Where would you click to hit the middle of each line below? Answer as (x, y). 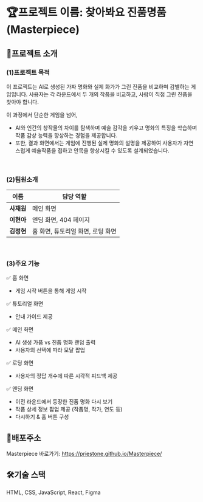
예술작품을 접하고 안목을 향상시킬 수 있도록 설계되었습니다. (100, 150)
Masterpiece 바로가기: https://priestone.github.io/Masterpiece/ (84, 454)
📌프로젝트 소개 (32, 53)
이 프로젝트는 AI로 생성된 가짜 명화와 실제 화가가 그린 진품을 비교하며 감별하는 (98, 86)
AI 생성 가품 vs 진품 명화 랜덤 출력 (55, 342)
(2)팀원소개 (22, 179)
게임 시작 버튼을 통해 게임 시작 (51, 291)
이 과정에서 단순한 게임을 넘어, (42, 115)
